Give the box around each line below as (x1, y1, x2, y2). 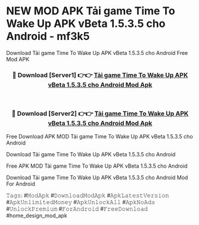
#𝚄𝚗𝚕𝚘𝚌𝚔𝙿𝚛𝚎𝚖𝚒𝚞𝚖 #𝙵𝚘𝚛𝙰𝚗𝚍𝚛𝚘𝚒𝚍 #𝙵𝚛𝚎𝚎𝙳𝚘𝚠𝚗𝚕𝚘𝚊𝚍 (6, 205, 148, 212)
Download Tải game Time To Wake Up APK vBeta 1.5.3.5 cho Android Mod (6, 174, 188, 181)
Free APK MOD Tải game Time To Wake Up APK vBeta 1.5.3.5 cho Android (6, 162, 188, 169)
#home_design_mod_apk (6, 212, 67, 219)
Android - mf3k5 (6, 30, 90, 43)
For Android (6, 180, 36, 187)
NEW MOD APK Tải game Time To (6, 4, 176, 18)
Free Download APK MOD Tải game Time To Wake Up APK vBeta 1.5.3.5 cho (6, 132, 194, 140)
